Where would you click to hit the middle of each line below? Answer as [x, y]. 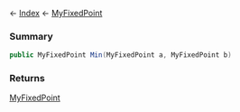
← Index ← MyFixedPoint [56, 13]
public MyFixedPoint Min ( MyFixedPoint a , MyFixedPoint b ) [120, 55]
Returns [27, 79]
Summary [32, 36]
